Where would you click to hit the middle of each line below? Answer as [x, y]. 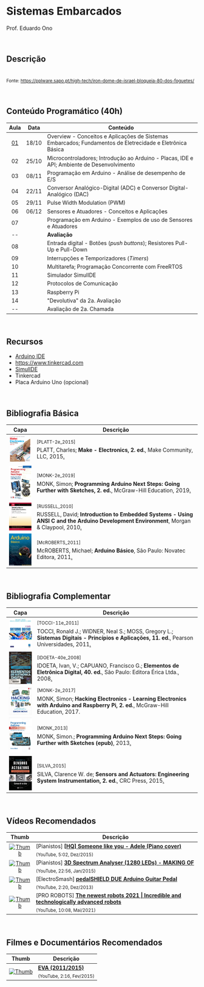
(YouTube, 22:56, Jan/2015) [66, 871]
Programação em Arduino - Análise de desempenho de [116, 173]
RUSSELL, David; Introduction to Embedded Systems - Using [115, 515]
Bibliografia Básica [42, 413]
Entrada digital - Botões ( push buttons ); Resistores [110, 243]
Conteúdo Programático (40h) [65, 111]
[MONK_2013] [52, 729]
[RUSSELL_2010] [55, 506]
